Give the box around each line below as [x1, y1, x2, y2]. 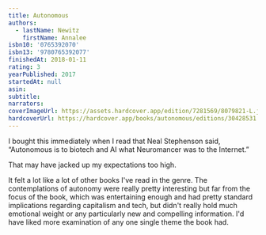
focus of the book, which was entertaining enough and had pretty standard [8, 191, 253, 202]
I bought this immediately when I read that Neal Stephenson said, [8, 136, 221, 146]
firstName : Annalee [22, 33, 87, 42]
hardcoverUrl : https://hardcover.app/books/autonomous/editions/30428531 [8, 115, 257, 123]
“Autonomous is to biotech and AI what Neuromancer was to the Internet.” [8, 144, 249, 154]
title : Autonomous [8, 11, 69, 20]
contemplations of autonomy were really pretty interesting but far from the [8, 184, 251, 193]
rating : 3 [8, 63, 41, 71]
